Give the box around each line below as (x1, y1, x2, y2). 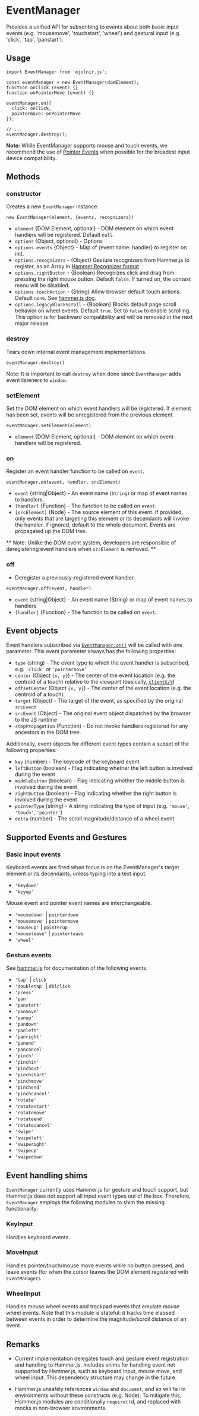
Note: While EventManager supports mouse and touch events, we (6, 142, 168, 149)
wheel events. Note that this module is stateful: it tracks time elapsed (6, 1310, 175, 1317)
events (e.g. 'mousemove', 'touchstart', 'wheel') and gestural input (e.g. (6, 29, 181, 36)
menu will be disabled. (14, 282, 70, 289)
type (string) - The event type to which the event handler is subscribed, (14, 659, 190, 666)
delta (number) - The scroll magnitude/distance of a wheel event (14, 815, 175, 822)
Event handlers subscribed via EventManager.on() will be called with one (6, 641, 183, 649)
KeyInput (6, 1220, 33, 1229)
